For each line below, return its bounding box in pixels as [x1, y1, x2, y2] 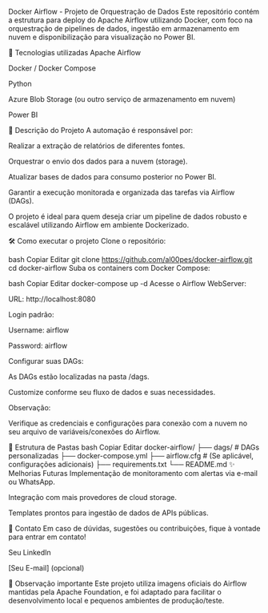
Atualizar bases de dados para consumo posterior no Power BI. [8, 172, 217, 181]
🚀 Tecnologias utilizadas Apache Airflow [8, 48, 142, 57]
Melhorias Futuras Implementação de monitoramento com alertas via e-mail [8, 469, 258, 478]
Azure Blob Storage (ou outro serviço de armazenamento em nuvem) [8, 95, 236, 103]
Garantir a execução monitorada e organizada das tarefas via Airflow [8, 188, 235, 197]
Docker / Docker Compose [8, 63, 96, 73]
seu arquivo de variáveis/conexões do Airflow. [8, 427, 161, 436]
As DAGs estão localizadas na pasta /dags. [8, 372, 150, 381]
